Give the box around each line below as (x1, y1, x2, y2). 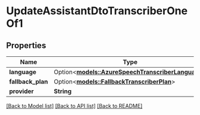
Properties (6, 40, 46, 50)
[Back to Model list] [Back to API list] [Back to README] (6, 103, 143, 109)
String (54, 87, 72, 95)
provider (9, 87, 34, 95)
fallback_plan (9, 78, 49, 85)
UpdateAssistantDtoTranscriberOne (6, 4, 188, 18)
